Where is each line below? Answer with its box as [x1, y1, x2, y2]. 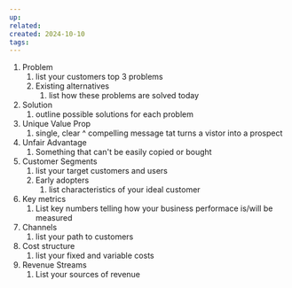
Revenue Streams [21, 260, 87, 270]
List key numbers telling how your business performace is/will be [35, 203, 273, 214]
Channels [21, 222, 58, 233]
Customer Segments [21, 156, 98, 167]
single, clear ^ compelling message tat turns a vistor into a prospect [35, 128, 283, 138]
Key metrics [21, 194, 67, 205]
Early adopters [35, 175, 90, 186]
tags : [9, 37, 29, 47]
